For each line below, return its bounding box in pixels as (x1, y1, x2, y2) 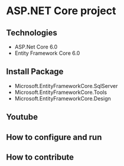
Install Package (6, 67, 64, 77)
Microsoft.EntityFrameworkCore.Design (14, 95, 111, 102)
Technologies (6, 28, 58, 38)
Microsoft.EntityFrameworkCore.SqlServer (14, 82, 118, 89)
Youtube (6, 112, 38, 122)
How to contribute (6, 152, 74, 162)
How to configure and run (6, 132, 102, 142)
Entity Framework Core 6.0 (14, 50, 80, 57)
